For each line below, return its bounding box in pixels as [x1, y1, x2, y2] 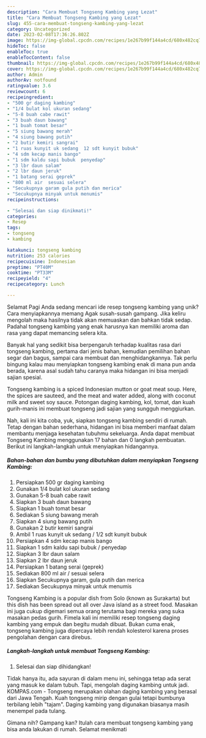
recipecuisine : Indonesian [7, 258, 76, 265]
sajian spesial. [7, 374, 43, 381]
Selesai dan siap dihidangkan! [15, 663, 91, 670]
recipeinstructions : [7, 196, 60, 202]
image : [7, 37, 24, 43]
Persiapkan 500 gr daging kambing [15, 478, 105, 486]
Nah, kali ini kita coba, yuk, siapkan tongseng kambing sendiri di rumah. [7, 416, 188, 424]
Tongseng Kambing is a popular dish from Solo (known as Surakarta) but [7, 594, 190, 602]
